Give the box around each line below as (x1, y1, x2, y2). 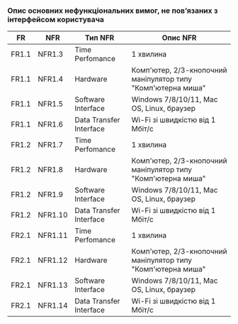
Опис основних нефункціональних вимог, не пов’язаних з (7, 6, 218, 16)
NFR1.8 (38, 165, 64, 175)
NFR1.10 (38, 210, 69, 220)
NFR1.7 (38, 140, 64, 150)
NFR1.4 (38, 74, 64, 84)
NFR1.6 (38, 119, 64, 129)
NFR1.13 (38, 280, 69, 290)
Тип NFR (84, 33, 115, 43)
